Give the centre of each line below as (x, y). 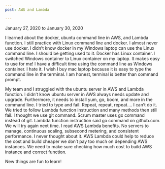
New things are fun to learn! (33, 161)
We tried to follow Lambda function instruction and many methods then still (81, 110)
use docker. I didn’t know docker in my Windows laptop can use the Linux (80, 48)
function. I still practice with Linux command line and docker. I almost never (82, 43)
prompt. (13, 79)
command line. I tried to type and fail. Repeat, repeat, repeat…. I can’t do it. (81, 104)
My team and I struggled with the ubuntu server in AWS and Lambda (75, 89)
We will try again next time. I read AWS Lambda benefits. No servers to (77, 126)
